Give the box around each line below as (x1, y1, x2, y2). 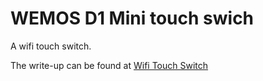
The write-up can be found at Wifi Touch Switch (10, 59, 209, 71)
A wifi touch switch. (10, 40, 92, 52)
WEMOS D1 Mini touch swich (10, 7, 255, 30)
